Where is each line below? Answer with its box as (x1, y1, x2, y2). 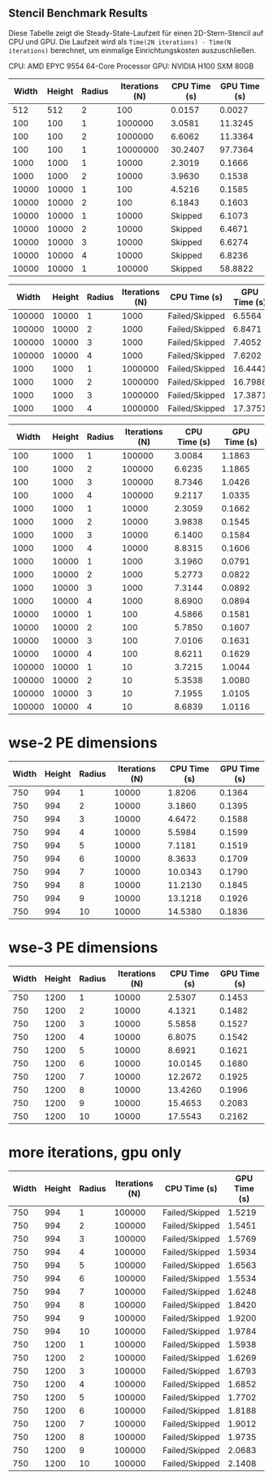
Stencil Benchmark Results (8, 7, 149, 20)
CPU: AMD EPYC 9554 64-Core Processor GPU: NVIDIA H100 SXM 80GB (8, 61, 254, 71)
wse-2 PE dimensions (8, 733, 158, 751)
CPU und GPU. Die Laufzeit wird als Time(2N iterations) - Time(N (8, 37, 232, 46)
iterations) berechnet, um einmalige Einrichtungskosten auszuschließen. (8, 45, 257, 55)
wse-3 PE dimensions (8, 938, 158, 956)
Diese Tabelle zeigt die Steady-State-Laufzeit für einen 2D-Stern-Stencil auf (8, 28, 264, 37)
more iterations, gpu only (8, 1143, 182, 1161)
